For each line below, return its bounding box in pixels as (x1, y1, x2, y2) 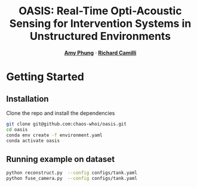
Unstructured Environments (29, 30, 171, 43)
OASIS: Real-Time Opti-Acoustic (19, 4, 182, 18)
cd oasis (6, 126, 28, 132)
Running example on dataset (6, 154, 115, 164)
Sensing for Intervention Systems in (9, 17, 192, 30)
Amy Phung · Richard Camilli (64, 49, 137, 56)
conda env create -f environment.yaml (6, 132, 103, 138)
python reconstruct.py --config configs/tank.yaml (6, 170, 137, 176)
